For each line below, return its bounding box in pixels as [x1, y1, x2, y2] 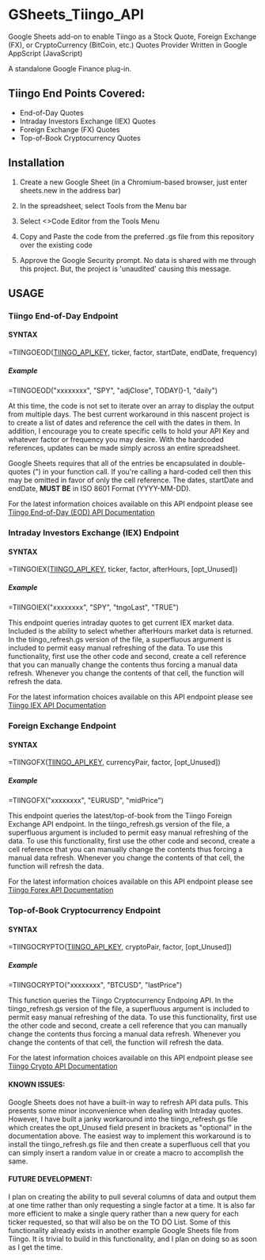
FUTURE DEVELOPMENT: [8, 1174, 93, 1184]
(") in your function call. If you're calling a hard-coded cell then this [32, 467, 252, 477]
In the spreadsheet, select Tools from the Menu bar [19, 200, 187, 211]
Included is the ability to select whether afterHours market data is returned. [8, 626, 253, 636]
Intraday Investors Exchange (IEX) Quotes [19, 116, 157, 126]
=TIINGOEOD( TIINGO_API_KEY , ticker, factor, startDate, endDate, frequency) [8, 348, 258, 357]
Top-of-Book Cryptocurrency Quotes [19, 133, 141, 143]
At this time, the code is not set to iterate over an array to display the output [8, 402, 255, 411]
